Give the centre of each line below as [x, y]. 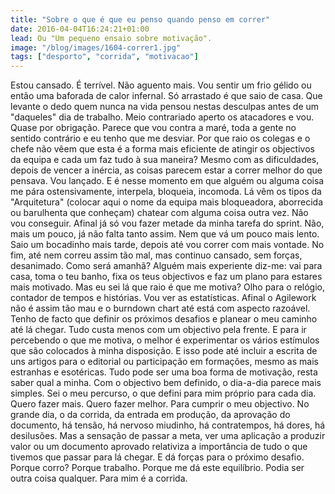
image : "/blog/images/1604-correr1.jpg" [96, 47]
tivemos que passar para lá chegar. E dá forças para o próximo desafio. [157, 457]
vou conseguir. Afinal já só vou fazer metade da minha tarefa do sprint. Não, [167, 223]
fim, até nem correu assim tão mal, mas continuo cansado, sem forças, [156, 255]
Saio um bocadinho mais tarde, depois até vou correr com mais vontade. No [167, 245]
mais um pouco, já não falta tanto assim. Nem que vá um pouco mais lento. [165, 234]
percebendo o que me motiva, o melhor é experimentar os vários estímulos [165, 340]
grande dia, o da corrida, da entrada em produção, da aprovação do [150, 415]
